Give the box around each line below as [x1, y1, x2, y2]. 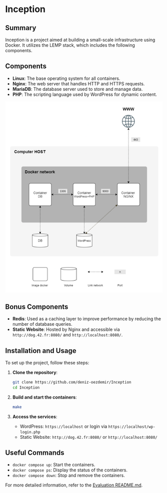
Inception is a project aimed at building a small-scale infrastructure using [5, 37, 155, 43]
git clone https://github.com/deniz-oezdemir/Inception [12, 380, 131, 385]
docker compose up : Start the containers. [12, 462, 95, 468]
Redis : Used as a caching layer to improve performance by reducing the [12, 316, 161, 322]
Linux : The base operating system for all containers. [12, 75, 120, 81]
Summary [5, 24, 36, 32]
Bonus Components [5, 302, 68, 311]
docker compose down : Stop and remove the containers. [12, 472, 125, 478]
